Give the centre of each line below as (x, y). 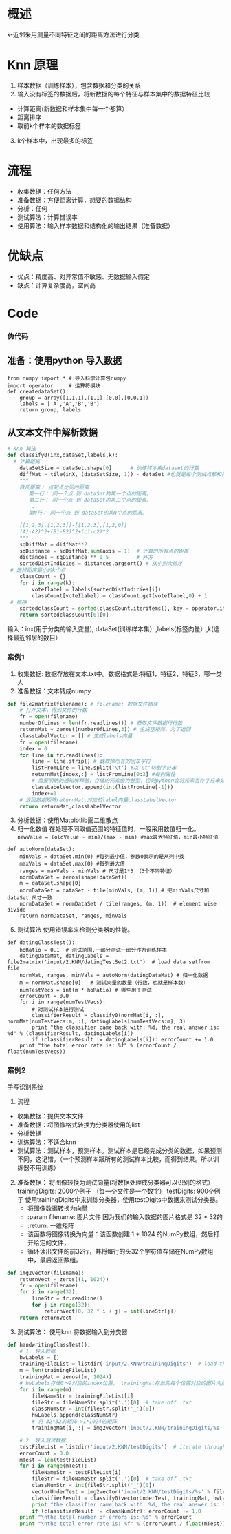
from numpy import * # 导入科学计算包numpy (67, 378)
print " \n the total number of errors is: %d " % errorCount (106, 1517)
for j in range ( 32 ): (61, 1305)
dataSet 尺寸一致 (30, 898)
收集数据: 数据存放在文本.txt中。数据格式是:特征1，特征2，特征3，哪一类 (119, 673)
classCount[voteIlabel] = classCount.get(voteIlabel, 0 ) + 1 (120, 596)
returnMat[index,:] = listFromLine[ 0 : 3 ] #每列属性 (104, 775)
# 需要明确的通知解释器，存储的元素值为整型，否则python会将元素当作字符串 (126, 781)
